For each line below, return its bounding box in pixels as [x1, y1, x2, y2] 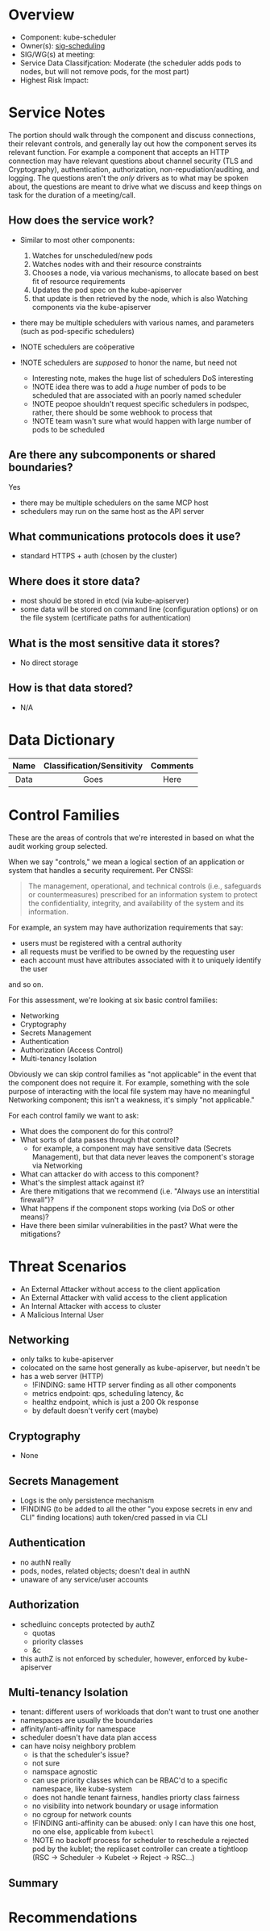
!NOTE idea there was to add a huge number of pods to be [31, 382, 227, 391]
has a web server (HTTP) [19, 1372, 104, 1381]
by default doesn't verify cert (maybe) [31, 1406, 159, 1415]
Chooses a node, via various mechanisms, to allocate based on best [31, 268, 259, 278]
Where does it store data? [8, 575, 141, 588]
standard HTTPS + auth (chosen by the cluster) [19, 551, 177, 561]
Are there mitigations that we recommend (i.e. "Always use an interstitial [19, 1186, 260, 1196]
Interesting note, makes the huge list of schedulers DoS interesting [31, 373, 254, 382]
